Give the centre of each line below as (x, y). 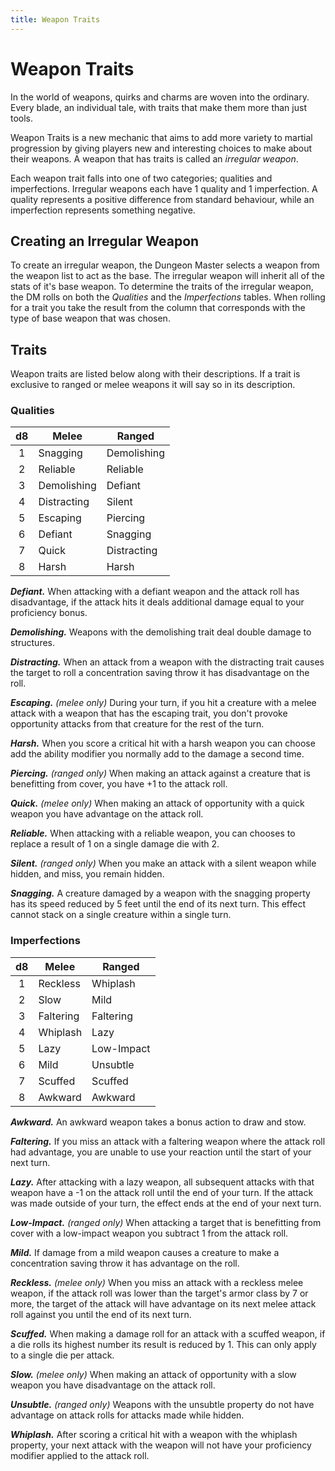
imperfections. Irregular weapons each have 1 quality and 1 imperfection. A (164, 188)
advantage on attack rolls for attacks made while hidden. (127, 1415)
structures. (32, 643)
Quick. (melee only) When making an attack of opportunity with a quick (157, 803)
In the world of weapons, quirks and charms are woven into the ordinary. (160, 97)
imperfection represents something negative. (103, 210)
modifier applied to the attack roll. (80, 1455)
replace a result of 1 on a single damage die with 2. (115, 844)
